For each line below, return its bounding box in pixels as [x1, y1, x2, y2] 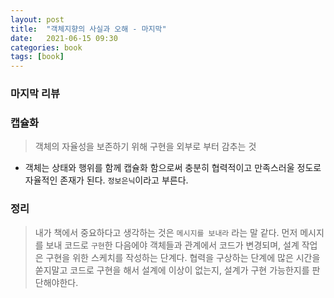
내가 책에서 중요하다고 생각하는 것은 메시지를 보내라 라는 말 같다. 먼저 [34, 226, 298, 238]
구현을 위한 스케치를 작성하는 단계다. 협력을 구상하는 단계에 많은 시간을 [45, 251, 321, 263]
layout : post [10, 14, 65, 25]
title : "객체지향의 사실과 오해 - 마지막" [10, 24, 167, 34]
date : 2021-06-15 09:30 [10, 33, 118, 43]
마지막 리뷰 [10, 87, 61, 101]
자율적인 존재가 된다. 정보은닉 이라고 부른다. [24, 174, 189, 186]
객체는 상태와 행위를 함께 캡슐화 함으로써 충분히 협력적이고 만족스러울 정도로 [24, 162, 322, 174]
